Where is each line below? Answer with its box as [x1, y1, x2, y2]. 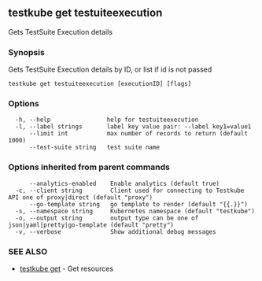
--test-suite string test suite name [28, 143, 160, 152]
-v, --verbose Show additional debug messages [15, 227, 216, 235]
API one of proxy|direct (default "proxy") [8, 193, 153, 202]
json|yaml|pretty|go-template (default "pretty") [8, 220, 175, 229]
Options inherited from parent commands [8, 161, 171, 172]
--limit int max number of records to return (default [28, 130, 248, 138]
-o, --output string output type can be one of [15, 214, 199, 222]
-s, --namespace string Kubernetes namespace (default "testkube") [15, 207, 256, 215]
